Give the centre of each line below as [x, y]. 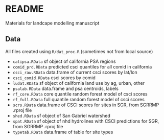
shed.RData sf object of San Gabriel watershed [62, 115]
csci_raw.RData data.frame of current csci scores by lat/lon [75, 72]
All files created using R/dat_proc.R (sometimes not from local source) [79, 51]
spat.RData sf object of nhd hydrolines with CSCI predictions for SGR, [86, 121]
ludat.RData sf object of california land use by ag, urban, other [79, 83]
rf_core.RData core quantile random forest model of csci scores [80, 94]
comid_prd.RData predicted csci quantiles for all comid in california [82, 66]
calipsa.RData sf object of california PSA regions [64, 61]
